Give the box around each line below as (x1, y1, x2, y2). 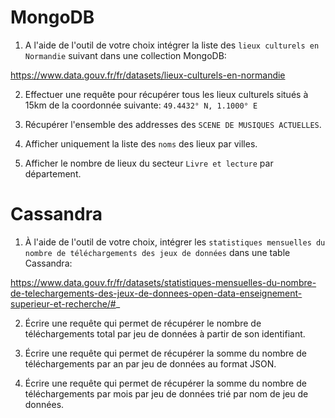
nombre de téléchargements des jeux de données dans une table (24, 246, 291, 258)
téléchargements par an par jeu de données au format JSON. (24, 357, 277, 370)
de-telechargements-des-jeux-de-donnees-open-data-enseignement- (10, 287, 303, 299)
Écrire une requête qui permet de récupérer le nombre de (24, 317, 262, 329)
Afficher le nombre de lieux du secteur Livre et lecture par (24, 157, 274, 169)
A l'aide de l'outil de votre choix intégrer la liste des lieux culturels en (24, 39, 320, 51)
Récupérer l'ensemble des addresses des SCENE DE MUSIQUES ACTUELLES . (24, 118, 322, 130)
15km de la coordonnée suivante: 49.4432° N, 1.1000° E (24, 99, 258, 111)
